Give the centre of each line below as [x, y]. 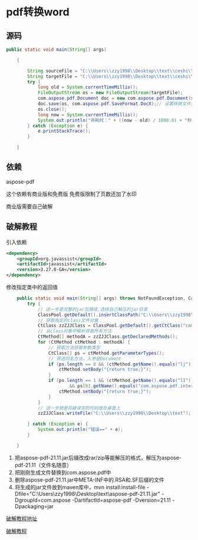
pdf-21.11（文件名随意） [43, 465]
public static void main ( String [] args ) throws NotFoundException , [101, 298]
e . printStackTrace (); [64, 131]
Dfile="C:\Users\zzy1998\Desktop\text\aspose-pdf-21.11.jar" [88, 493]
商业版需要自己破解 [29, 206]
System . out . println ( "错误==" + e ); [80, 430]
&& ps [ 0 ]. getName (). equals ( [104, 386]
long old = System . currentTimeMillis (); [88, 87]
